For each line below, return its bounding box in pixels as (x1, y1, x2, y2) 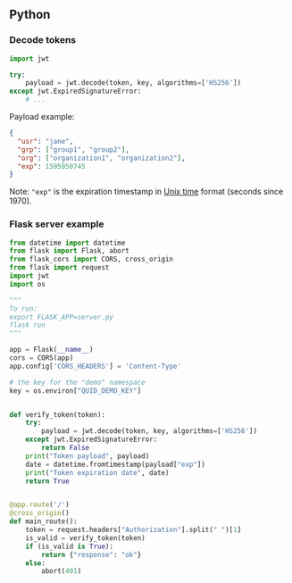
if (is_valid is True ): (25, 542, 114, 551)
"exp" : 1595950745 (17, 162, 87, 171)
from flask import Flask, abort (9, 246, 129, 255)
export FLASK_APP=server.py (9, 312, 114, 321)
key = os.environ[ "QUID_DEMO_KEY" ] (9, 386, 142, 396)
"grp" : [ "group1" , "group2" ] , (17, 145, 129, 154)
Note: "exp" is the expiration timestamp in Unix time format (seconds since (9, 187, 284, 197)
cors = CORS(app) (9, 354, 74, 362)
